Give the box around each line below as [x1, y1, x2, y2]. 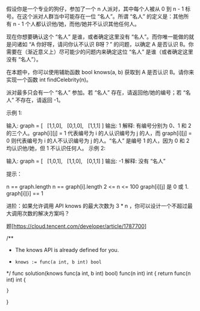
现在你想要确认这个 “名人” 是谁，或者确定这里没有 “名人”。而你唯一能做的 [6, 33, 189, 40]
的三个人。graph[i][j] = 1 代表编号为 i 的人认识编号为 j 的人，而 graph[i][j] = [6, 130, 192, 137]
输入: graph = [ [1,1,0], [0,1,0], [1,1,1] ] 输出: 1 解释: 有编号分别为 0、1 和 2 [6, 122, 192, 129]
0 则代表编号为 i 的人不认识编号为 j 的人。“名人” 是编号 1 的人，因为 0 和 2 [6, 137, 190, 144]
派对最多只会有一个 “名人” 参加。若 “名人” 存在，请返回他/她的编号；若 [6, 89, 182, 96]
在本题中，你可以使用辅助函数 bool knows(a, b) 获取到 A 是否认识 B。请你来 [6, 69, 195, 75]
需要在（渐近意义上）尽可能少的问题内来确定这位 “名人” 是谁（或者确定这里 [6, 48, 194, 55]
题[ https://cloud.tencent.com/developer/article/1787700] [6, 222, 147, 230]
